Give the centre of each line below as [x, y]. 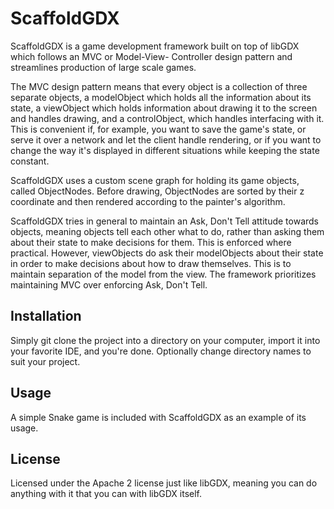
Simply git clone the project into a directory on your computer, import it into [165, 340]
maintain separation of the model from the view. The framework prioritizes [163, 274]
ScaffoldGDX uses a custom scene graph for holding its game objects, [155, 180]
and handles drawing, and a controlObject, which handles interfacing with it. [167, 118]
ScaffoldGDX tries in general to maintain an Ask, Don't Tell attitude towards [165, 221]
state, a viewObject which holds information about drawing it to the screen [164, 108]
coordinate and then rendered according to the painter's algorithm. [148, 201]
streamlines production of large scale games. [103, 67]
